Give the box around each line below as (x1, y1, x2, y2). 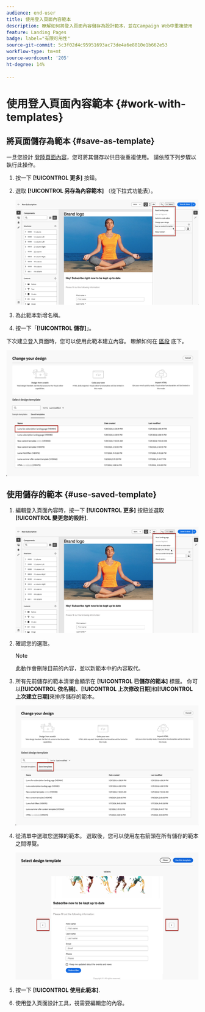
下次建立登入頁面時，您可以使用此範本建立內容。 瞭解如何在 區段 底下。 (6, 337, 187, 344)
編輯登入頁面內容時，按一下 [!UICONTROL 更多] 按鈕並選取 (15, 507, 165, 514)
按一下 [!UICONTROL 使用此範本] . (15, 986, 101, 994)
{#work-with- (115, 96, 186, 111)
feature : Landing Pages (6, 29, 67, 35)
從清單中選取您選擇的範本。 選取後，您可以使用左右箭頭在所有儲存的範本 (15, 832, 199, 839)
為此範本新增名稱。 (15, 311, 64, 319)
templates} (6, 110, 64, 124)
